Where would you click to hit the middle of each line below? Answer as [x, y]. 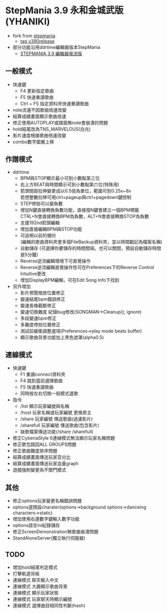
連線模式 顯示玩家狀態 [36, 593]
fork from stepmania [34, 36]
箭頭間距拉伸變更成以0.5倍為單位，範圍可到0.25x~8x [76, 191]
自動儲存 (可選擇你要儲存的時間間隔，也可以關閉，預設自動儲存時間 [91, 248]
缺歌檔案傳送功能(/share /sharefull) [57, 432]
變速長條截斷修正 [38, 305]
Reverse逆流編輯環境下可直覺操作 [55, 261]
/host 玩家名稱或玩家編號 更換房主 [56, 413]
